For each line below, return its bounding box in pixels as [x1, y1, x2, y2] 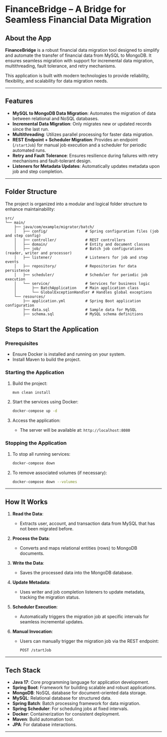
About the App [5, 34, 51, 42]
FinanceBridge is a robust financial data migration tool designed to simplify [5, 47, 160, 53]
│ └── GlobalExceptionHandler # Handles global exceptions [14, 290, 153, 295]
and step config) [5, 233, 41, 238]
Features [5, 97, 33, 106]
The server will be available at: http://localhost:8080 [19, 427, 131, 433]
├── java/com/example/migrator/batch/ [14, 224, 94, 230]
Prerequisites [5, 340, 38, 347]
